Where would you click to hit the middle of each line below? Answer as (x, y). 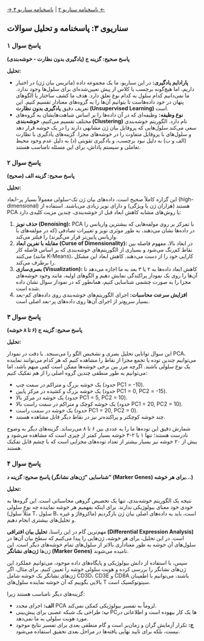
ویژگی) (136, 206)
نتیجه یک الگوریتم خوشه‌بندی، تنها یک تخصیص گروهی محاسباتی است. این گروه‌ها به (99, 500)
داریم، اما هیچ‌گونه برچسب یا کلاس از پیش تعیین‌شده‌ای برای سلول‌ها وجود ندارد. (105, 89)
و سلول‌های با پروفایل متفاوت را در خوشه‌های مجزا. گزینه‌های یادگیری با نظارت (104, 134)
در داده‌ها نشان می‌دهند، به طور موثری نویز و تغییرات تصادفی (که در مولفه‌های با (105, 230)
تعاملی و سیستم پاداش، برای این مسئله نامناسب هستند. (78, 147)
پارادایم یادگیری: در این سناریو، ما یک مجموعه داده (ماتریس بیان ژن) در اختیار (102, 82)
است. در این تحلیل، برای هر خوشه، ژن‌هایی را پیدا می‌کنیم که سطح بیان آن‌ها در (95, 538)
